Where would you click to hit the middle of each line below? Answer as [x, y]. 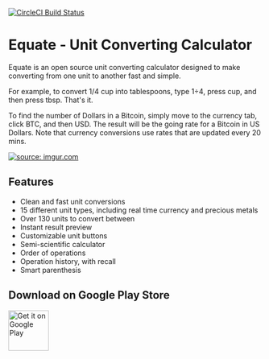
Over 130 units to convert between [77, 218]
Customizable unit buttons [64, 235]
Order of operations [53, 253]
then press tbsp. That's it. [51, 100]
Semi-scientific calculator [62, 244]
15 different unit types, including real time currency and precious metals [139, 210]
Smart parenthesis [51, 270]
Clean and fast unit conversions [72, 201]
